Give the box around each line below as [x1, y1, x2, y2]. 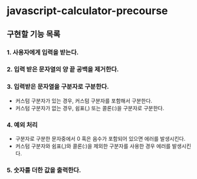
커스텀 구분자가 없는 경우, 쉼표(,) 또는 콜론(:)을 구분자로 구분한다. [15, 104, 165, 111]
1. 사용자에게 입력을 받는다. [6, 48, 79, 57]
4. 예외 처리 [6, 121, 38, 129]
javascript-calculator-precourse [6, 4, 168, 18]
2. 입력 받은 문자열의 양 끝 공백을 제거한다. [6, 65, 119, 74]
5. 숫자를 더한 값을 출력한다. [6, 166, 81, 174]
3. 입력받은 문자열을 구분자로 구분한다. [6, 82, 109, 91]
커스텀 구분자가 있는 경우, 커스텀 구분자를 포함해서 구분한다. [15, 97, 153, 104]
